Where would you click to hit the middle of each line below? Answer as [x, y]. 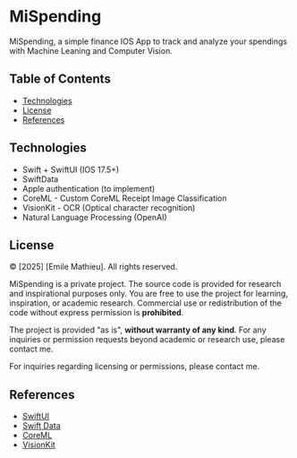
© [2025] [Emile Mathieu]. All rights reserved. [93, 267]
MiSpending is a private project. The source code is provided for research [145, 284]
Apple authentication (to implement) [89, 188]
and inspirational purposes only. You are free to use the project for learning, [149, 294]
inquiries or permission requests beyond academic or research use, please [147, 340]
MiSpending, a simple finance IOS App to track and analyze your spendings [148, 41]
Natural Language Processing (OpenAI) [94, 217]
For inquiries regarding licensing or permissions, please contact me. [135, 367]
